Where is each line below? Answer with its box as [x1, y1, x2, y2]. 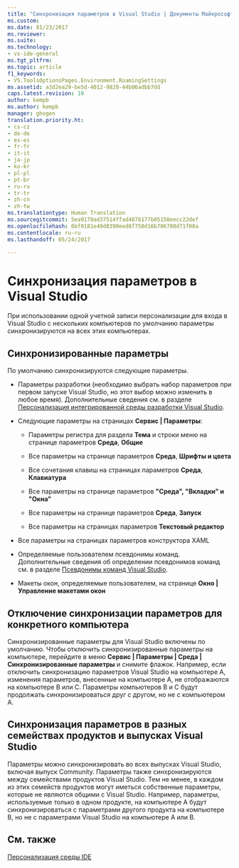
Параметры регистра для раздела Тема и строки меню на [28, 431, 208, 439]
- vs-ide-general [7, 51, 59, 58]
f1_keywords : [7, 70, 46, 77]
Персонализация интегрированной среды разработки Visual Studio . [17, 403, 225, 412]
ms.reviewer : [7, 30, 46, 38]
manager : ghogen [7, 110, 55, 117]
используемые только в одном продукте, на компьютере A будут [7, 797, 207, 806]
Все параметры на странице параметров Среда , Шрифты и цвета [28, 452, 231, 461]
